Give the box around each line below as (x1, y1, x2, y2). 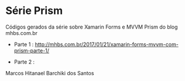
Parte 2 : (13, 58, 35, 65)
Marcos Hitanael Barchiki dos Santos (5, 69, 94, 76)
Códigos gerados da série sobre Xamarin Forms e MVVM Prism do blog (5, 23, 178, 30)
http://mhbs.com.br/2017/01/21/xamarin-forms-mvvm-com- (35, 41, 179, 48)
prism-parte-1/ (13, 47, 50, 54)
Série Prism (5, 4, 63, 17)
